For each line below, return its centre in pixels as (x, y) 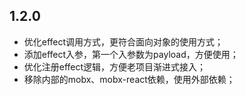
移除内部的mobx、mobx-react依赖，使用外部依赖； (129, 79)
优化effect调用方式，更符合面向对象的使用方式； (123, 41)
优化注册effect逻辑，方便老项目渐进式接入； (115, 66)
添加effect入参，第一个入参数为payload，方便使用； (131, 54)
